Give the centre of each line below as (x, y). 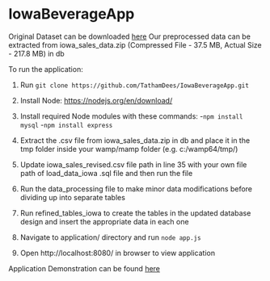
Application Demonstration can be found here (84, 268)
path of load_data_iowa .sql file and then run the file (106, 173)
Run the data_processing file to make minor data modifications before (136, 189)
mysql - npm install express (66, 124)
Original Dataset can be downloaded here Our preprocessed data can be (129, 36)
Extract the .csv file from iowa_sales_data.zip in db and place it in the (135, 140)
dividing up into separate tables (72, 197)
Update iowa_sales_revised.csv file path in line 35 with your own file (133, 164)
